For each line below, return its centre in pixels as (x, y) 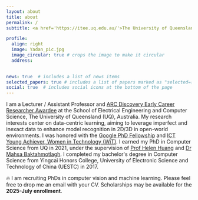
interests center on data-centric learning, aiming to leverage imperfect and (97, 123)
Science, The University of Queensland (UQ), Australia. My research (89, 117)
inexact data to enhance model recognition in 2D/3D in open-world (87, 129)
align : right (27, 44)
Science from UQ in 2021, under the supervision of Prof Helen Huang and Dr (99, 148)
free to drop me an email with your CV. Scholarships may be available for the (99, 185)
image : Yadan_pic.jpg (38, 50)
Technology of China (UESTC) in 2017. (52, 167)
